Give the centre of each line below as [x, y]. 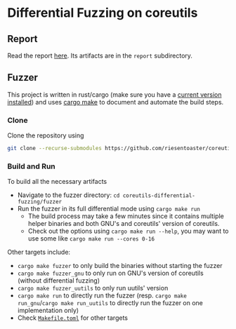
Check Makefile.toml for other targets [73, 318]
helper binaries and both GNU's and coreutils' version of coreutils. [124, 224]
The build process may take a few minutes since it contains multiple [126, 216]
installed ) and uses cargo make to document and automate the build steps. [116, 102]
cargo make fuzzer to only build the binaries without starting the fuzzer [120, 266]
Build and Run [32, 166]
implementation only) [48, 311]
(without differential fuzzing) [59, 281]
